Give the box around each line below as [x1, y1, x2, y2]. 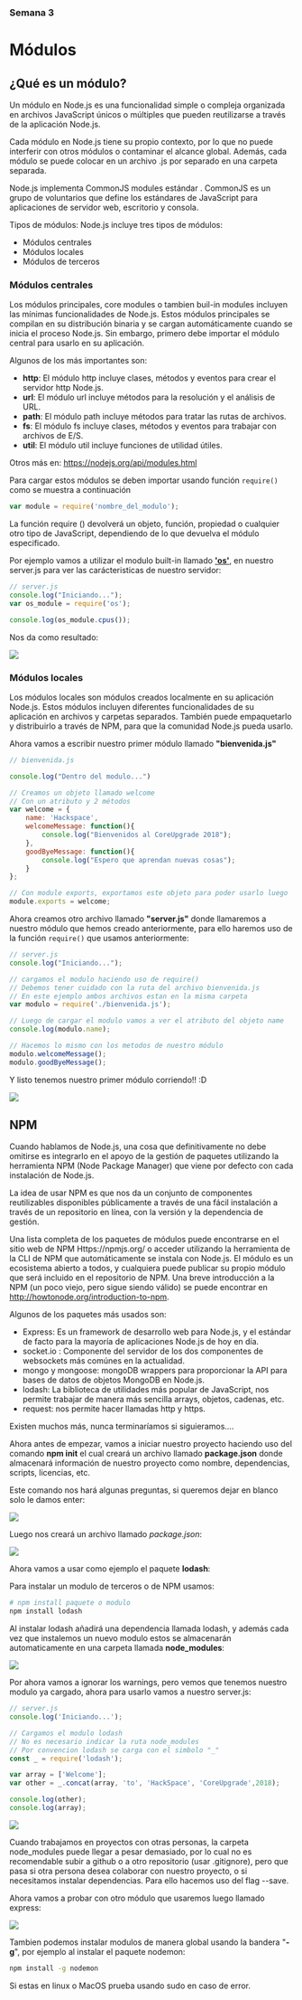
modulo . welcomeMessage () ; [9, 1049, 106, 1059]
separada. [9, 165, 47, 175]
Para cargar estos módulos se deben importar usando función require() [9, 475, 279, 486]
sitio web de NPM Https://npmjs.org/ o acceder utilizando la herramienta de [9, 1243, 291, 1254]
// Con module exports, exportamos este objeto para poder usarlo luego [9, 889, 288, 898]
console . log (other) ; [9, 1795, 87, 1805]
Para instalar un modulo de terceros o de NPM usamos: [9, 1580, 215, 1592]
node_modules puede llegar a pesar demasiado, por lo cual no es [9, 1846, 252, 1857]
